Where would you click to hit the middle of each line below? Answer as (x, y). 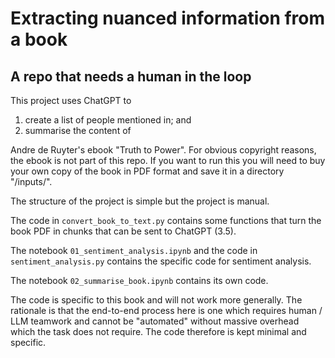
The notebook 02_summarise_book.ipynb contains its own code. (139, 280)
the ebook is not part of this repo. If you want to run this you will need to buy (168, 160)
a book (39, 39)
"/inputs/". (31, 181)
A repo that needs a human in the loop (131, 76)
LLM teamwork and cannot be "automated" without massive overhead (155, 321)
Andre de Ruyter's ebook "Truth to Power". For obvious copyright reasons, (163, 150)
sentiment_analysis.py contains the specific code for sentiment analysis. (161, 261)
